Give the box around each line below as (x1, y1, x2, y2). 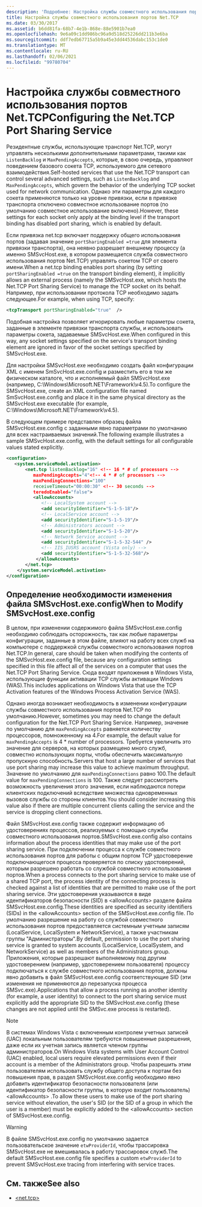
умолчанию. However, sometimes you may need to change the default (6, 712, 180, 720)
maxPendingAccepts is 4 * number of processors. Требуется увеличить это (6, 738, 191, 745)
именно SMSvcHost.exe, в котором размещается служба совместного (6, 251, 188, 258)
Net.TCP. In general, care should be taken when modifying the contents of (6, 650, 188, 657)
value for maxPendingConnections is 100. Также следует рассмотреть (6, 777, 179, 784)
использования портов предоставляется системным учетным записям (6, 922, 189, 930)
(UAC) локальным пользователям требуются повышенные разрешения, (6, 1036, 192, 1043)
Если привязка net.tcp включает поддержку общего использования (6, 232, 180, 239)
